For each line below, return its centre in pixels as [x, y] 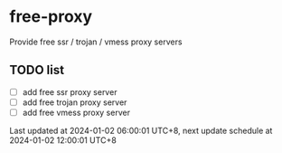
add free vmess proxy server [76, 112]
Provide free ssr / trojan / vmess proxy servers [96, 42]
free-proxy [51, 17]
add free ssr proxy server [70, 91]
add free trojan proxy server [75, 102]
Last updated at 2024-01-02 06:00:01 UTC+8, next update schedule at [141, 130]
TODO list [37, 70]
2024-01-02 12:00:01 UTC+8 [63, 140]
